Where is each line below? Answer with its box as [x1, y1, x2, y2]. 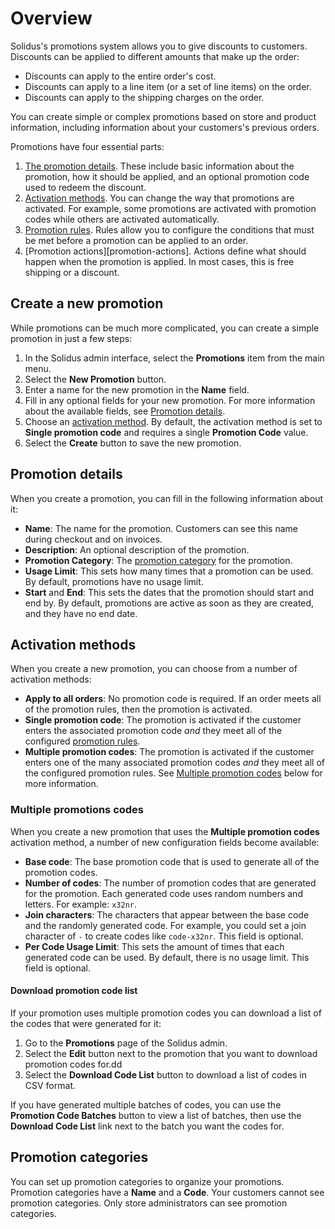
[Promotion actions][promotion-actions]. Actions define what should [24, 245, 307, 257]
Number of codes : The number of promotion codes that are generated [24, 877, 317, 889]
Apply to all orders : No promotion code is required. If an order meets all [24, 693, 322, 705]
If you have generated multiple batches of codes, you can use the [10, 1098, 282, 1111]
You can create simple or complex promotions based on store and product [10, 110, 317, 122]
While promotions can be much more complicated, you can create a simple [10, 322, 320, 334]
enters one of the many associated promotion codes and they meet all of [24, 757, 325, 769]
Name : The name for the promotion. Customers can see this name [24, 522, 298, 534]
